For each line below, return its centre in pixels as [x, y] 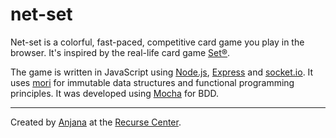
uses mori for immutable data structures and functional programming [152, 82]
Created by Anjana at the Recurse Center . [96, 122]
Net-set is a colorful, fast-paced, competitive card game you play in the [157, 42]
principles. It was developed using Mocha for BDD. [115, 93]
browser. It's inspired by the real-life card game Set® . [120, 52]
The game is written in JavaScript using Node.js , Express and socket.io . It [162, 72]
